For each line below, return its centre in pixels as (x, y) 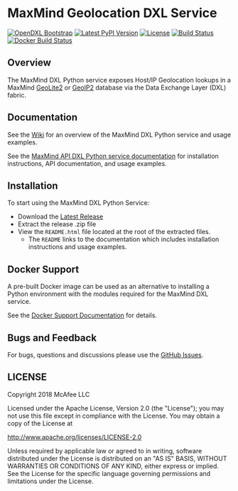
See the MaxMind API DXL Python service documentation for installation (113, 156)
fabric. (17, 95)
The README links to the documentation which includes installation (124, 239)
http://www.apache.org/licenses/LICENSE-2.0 (75, 437)
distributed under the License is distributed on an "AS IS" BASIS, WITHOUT (117, 458)
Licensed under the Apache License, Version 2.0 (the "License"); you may (116, 408)
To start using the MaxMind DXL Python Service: (79, 203)
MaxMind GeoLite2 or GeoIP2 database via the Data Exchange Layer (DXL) (117, 88)
